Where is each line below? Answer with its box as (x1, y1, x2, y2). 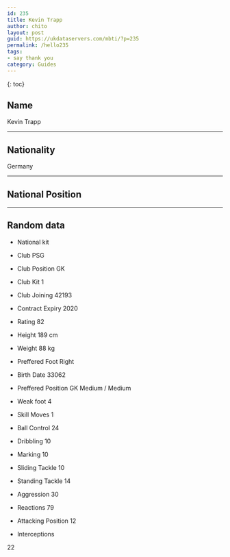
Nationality (7, 144, 55, 156)
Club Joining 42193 (16, 290, 73, 299)
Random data (7, 220, 65, 232)
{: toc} (7, 79, 25, 88)
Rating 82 (16, 317, 44, 325)
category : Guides (7, 61, 57, 68)
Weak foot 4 (16, 397, 52, 405)
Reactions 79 (16, 503, 55, 511)
